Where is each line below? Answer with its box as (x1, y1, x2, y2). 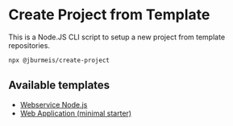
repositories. (8, 40, 51, 50)
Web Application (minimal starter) (19, 108, 131, 118)
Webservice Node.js (19, 100, 88, 109)
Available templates (8, 79, 110, 92)
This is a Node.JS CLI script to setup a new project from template (8, 32, 226, 42)
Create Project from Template (8, 6, 210, 24)
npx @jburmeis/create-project (8, 56, 110, 64)
